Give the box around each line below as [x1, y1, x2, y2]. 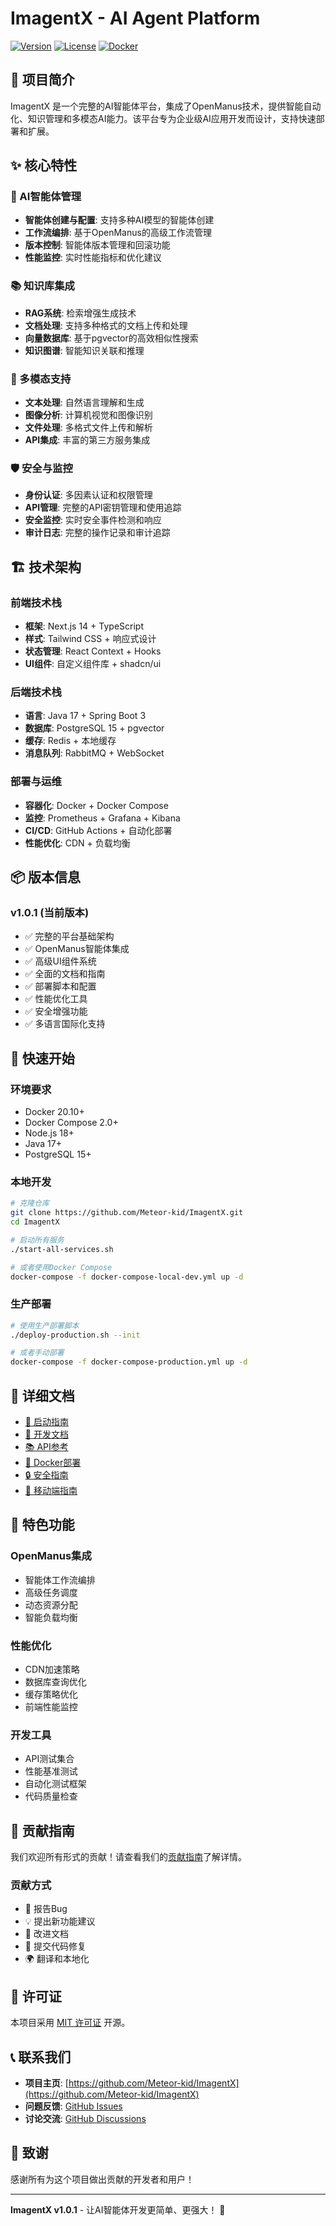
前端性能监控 [24, 1701, 78, 1712]
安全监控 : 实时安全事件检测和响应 [24, 514, 162, 526]
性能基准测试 [24, 1765, 78, 1777]
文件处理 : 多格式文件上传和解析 [24, 422, 153, 434]
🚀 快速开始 [10, 1050, 75, 1067]
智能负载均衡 [24, 1611, 78, 1623]
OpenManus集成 [10, 1549, 92, 1563]
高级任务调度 [24, 1586, 78, 1598]
